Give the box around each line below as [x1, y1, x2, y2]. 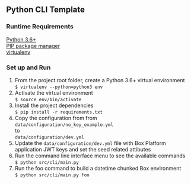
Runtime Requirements [6, 22, 74, 31]
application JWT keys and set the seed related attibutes [14, 146, 151, 153]
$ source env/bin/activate [14, 96, 82, 102]
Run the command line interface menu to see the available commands [14, 152, 186, 159]
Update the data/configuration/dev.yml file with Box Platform [14, 139, 166, 147]
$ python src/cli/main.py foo [14, 172, 90, 178]
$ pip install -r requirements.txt [14, 109, 103, 115]
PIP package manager [6, 42, 61, 49]
